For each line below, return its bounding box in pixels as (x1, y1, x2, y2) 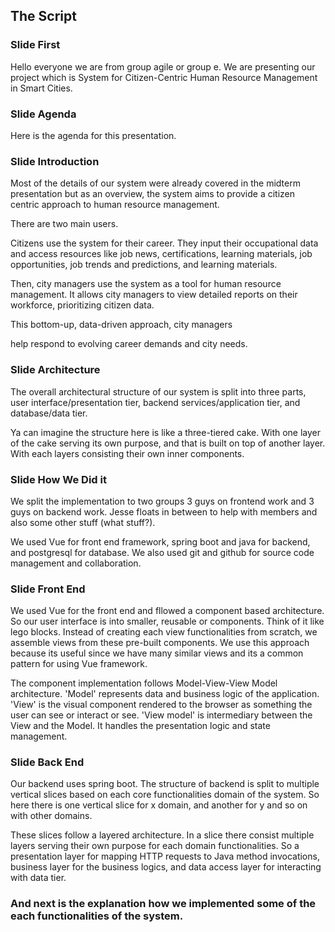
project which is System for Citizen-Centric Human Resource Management (10, 71, 318, 83)
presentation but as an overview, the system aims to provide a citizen (10, 188, 296, 200)
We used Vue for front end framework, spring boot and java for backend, (10, 535, 311, 548)
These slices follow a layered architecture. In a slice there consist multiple (10, 829, 315, 841)
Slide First (10, 38, 61, 52)
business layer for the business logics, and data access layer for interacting (10, 861, 322, 873)
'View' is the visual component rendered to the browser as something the (10, 699, 313, 711)
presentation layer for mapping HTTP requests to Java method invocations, (10, 850, 320, 863)
